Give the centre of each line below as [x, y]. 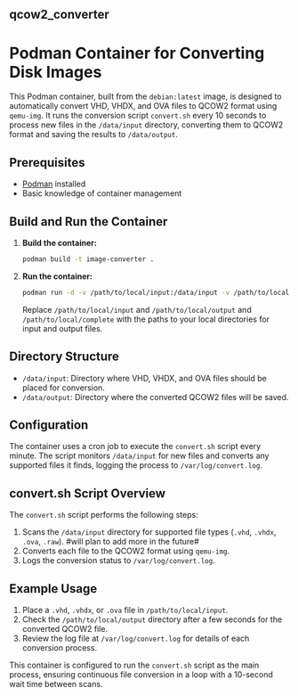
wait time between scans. [56, 684]
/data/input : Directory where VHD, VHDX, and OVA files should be [144, 378]
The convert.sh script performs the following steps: [104, 515]
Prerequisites [47, 163]
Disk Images [56, 72]
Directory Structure [64, 357]
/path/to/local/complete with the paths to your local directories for [145, 319]
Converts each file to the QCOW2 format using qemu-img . [126, 551]
